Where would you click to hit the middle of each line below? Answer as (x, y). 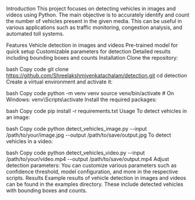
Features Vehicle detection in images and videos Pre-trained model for (92, 45)
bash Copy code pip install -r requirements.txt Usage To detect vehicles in (97, 111)
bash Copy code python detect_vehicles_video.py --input (76, 153)
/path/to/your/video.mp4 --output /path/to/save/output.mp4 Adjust (88, 159)
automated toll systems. (35, 34)
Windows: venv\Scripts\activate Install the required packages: (82, 99)
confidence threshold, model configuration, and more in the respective (92, 172)
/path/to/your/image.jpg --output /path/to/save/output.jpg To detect (89, 135)
